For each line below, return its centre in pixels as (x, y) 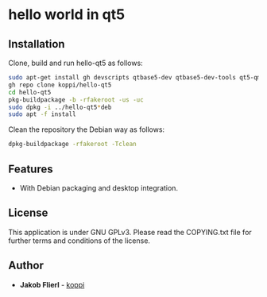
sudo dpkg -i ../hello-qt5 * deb (60, 107)
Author (26, 266)
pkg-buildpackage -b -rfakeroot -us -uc (76, 100)
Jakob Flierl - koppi (52, 284)
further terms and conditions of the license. (79, 241)
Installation (37, 44)
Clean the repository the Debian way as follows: (87, 129)
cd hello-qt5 (30, 92)
